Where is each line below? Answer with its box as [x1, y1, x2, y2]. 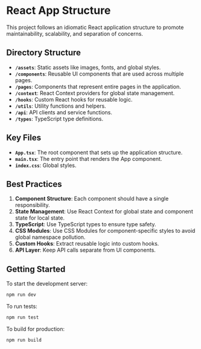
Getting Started [6, 264, 66, 274]
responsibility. [14, 201, 50, 209]
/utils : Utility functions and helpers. [14, 102, 107, 109]
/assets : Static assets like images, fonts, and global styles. [14, 64, 161, 71]
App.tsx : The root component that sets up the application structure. [14, 149, 183, 156]
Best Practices [6, 179, 62, 189]
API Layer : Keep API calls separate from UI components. [14, 246, 156, 254]
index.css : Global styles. [14, 161, 77, 169]
